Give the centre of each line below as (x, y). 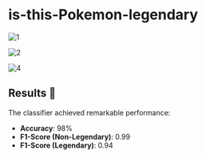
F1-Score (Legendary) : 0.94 (66, 145)
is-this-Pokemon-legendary (103, 15)
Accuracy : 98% (46, 128)
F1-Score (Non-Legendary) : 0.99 (75, 136)
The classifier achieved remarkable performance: (89, 112)
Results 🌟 (32, 93)
